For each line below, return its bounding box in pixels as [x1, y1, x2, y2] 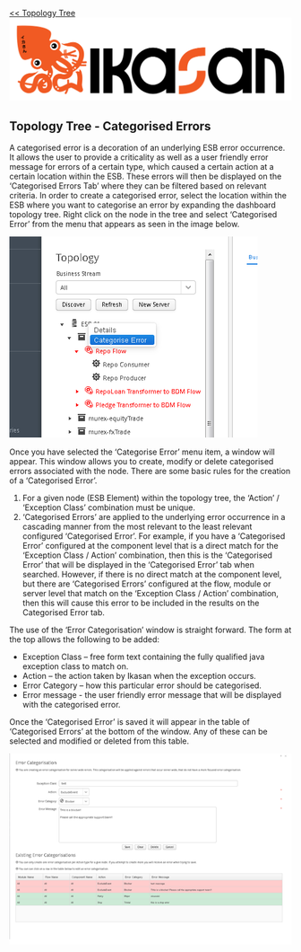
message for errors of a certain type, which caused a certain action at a [9, 161, 275, 172]
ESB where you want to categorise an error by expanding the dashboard [9, 199, 276, 210]
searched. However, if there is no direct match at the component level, [21, 569, 282, 579]
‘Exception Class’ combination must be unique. [21, 502, 195, 513]
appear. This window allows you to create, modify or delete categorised [9, 455, 274, 466]
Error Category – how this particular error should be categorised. [21, 680, 262, 691]
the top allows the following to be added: [9, 633, 159, 645]
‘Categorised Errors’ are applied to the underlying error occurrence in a [21, 511, 286, 522]
